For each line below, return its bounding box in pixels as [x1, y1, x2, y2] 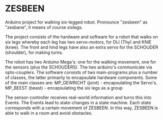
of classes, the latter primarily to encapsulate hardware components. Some [5, 74, 157, 80]
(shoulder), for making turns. [5, 49, 63, 55]
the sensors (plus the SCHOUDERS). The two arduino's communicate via [5, 64, 152, 70]
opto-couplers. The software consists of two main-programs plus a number [5, 69, 158, 75]
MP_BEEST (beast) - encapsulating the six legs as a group [5, 85, 123, 91]
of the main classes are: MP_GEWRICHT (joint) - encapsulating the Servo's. [5, 79, 158, 86]
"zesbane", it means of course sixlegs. [5, 24, 83, 30]
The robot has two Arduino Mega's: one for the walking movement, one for [5, 59, 156, 65]
